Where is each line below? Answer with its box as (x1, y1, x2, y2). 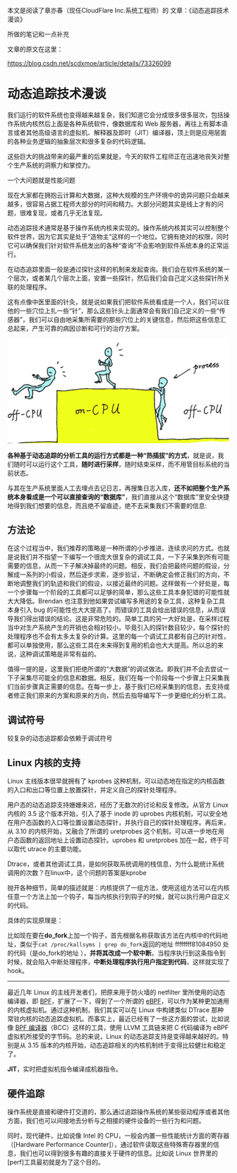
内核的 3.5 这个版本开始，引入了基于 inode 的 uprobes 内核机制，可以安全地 (7, 810, 228, 818)
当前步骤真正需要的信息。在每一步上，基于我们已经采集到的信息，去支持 (13, 682, 224, 691)
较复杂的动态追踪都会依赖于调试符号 (7, 734, 113, 742)
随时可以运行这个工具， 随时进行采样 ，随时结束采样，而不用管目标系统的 (13, 459, 224, 468)
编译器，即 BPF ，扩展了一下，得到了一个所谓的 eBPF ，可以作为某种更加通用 (7, 997, 229, 1006)
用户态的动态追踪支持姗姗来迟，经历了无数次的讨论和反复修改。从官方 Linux (7, 800, 229, 810)
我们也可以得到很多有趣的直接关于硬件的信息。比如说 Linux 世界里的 (19, 1149, 219, 1157)
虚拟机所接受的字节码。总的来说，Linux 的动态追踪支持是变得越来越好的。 (7, 1033, 223, 1041)
